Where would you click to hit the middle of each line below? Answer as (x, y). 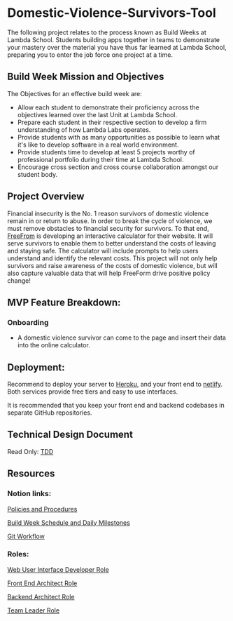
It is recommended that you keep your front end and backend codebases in (116, 406)
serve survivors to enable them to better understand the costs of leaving (112, 243)
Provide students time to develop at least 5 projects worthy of (106, 152)
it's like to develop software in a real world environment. (98, 145)
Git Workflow (26, 536)
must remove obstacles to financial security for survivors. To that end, (108, 228)
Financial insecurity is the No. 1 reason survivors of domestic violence (108, 213)
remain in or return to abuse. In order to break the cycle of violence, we (110, 221)
